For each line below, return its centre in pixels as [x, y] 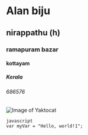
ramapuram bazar [32, 50]
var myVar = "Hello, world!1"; [45, 126]
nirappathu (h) [33, 33]
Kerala [14, 77]
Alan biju [28, 11]
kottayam [18, 64]
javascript [19, 121]
